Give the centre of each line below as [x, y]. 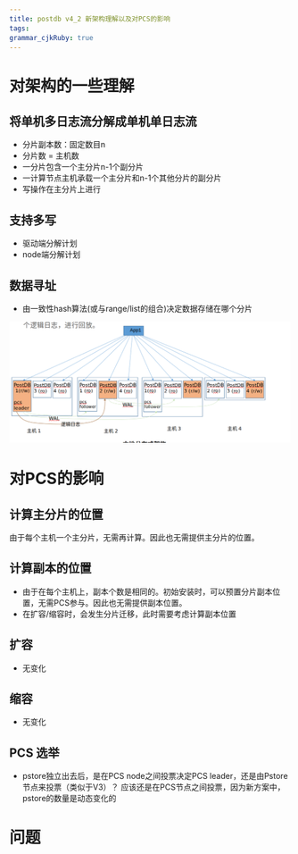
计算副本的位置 [50, 569]
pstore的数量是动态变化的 [69, 799]
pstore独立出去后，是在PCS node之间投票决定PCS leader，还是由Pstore [155, 776]
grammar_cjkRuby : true [51, 38]
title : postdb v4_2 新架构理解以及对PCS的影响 [90, 19]
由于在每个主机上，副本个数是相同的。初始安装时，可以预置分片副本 [147, 591]
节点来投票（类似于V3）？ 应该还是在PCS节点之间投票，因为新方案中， [153, 787]
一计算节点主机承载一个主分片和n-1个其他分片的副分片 [122, 178]
